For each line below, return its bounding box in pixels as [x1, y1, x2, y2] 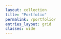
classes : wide [5, 26, 36, 31]
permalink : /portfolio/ [5, 17, 56, 22]
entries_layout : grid [5, 21, 52, 27]
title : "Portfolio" [5, 12, 47, 17]
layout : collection [5, 7, 47, 13]
